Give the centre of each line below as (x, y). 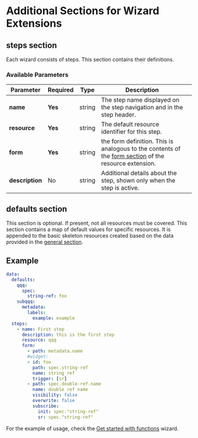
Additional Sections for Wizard (83, 11)
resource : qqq (39, 340)
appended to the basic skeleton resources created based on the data (90, 236)
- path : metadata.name (55, 351)
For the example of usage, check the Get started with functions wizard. (92, 428)
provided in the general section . (45, 242)
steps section (32, 45)
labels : (37, 313)
